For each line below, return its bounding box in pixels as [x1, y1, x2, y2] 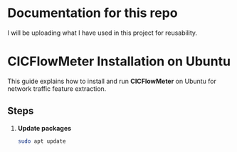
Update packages [17, 124, 72, 132]
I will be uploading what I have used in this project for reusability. [7, 28, 198, 37]
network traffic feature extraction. [7, 84, 107, 93]
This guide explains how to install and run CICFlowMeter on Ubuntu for [7, 77, 217, 85]
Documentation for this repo [7, 5, 178, 21]
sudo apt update [17, 137, 66, 145]
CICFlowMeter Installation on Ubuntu [7, 53, 231, 70]
